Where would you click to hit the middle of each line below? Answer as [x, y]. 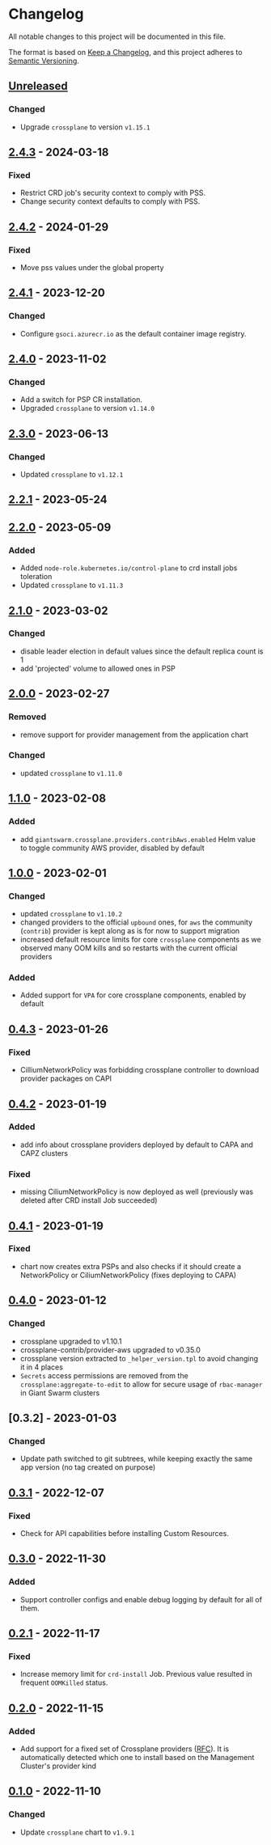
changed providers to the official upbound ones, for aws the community [136, 922]
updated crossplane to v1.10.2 [71, 914]
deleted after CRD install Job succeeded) [89, 1200]
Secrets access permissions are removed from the [104, 1375]
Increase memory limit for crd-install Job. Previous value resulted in [136, 1674]
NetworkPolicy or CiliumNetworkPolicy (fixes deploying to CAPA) [128, 1275]
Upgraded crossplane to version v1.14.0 [87, 408]
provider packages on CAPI [66, 1079]
